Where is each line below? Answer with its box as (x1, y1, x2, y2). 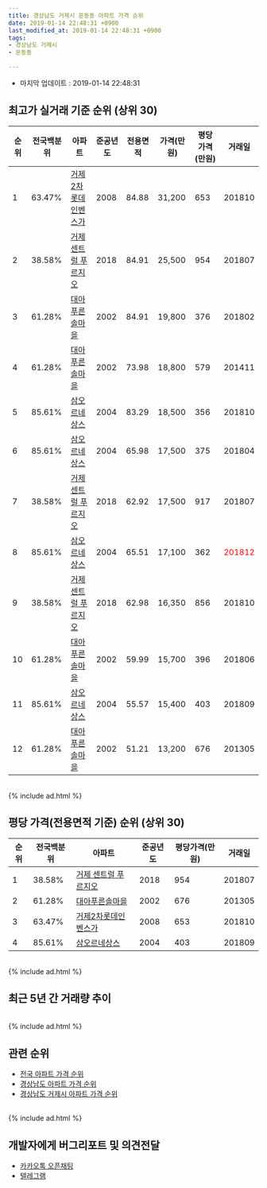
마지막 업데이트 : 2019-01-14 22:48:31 (19, 79, 141, 87)
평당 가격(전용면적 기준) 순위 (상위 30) (8, 816, 185, 830)
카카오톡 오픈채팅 (19, 1161, 74, 1171)
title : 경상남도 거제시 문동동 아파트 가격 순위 (8, 11, 144, 20)
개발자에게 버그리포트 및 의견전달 (8, 1138, 161, 1152)
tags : (8, 33, 26, 42)
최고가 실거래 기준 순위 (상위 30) (8, 104, 158, 118)
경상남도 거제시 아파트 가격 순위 (19, 1089, 118, 1099)
